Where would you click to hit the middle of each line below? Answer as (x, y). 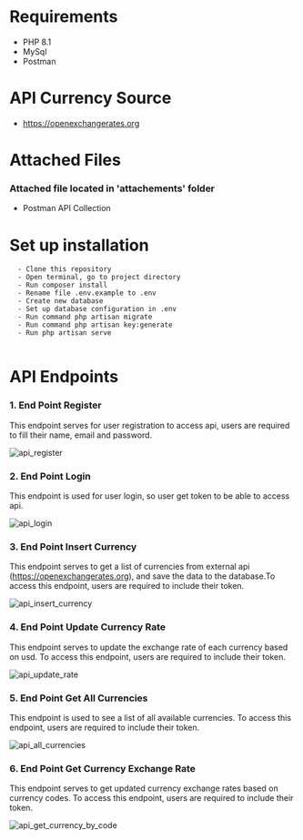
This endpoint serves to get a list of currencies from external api (130, 567)
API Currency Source (91, 98)
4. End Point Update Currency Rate (88, 627)
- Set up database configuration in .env (97, 309)
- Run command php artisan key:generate (95, 325)
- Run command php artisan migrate (85, 317)
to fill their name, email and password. (81, 435)
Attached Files (65, 160)
